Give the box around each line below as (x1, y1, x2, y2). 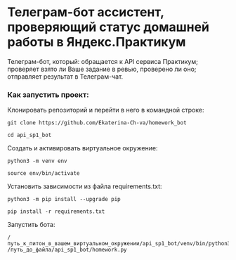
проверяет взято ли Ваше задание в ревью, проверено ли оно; (7, 65, 197, 73)
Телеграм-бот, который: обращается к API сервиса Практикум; (7, 57, 198, 65)
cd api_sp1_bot (7, 131, 52, 139)
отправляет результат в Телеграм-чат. (7, 72, 124, 81)
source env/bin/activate (7, 170, 80, 177)
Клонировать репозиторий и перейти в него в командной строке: (7, 106, 204, 115)
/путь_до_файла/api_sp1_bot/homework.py (7, 247, 128, 254)
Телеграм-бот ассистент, (7, 4, 164, 20)
